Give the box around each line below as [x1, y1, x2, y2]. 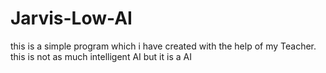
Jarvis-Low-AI [10, 7, 133, 30]
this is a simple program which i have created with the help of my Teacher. [10, 40, 317, 52]
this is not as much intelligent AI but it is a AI [10, 50, 192, 62]
